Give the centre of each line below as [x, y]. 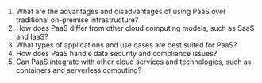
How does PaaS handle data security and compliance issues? [116, 53]
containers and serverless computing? [79, 70]
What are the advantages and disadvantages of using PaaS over [121, 11]
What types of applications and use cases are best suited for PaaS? [126, 45]
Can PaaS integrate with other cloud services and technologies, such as [133, 62]
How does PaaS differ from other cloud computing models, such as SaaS [135, 28]
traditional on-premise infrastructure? [77, 20]
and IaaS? [32, 36]
